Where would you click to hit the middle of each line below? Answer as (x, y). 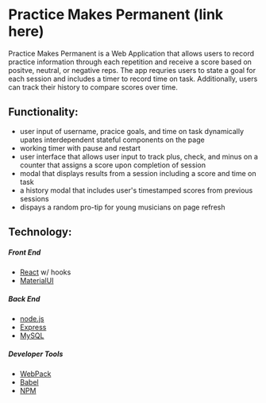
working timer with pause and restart (80, 148)
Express (33, 328)
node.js (32, 319)
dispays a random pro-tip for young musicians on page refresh (122, 207)
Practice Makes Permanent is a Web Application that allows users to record (131, 53)
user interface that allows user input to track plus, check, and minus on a (139, 156)
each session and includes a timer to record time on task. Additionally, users (133, 79)
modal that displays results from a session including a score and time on (138, 173)
